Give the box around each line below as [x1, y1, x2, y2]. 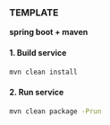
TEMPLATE [9, 6, 59, 19]
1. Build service [9, 47, 67, 58]
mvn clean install [9, 67, 78, 76]
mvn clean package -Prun [9, 106, 102, 116]
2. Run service [9, 86, 64, 97]
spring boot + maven [9, 27, 89, 38]
